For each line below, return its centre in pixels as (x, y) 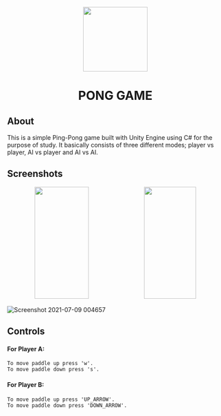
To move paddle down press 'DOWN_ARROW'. (67, 405)
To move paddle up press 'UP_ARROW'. (61, 399)
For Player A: (26, 349)
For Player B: (26, 385)
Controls (26, 332)
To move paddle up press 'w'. (50, 364)
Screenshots (35, 174)
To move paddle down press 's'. (53, 370)
